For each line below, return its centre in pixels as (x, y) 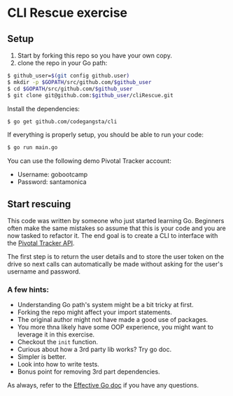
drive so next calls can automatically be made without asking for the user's (115, 264)
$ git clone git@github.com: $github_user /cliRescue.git (90, 95)
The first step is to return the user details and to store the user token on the (116, 257)
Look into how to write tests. (58, 365)
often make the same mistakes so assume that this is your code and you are (116, 228)
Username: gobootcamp (52, 175)
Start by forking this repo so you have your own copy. (95, 55)
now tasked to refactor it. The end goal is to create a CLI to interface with (113, 236)
